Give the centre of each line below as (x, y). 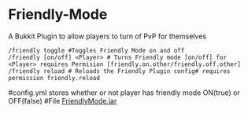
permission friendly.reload (54, 78)
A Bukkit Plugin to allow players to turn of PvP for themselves (107, 36)
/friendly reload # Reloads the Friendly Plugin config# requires (119, 71)
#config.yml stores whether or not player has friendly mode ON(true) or (124, 93)
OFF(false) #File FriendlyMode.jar (63, 100)
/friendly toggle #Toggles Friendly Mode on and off (96, 50)
